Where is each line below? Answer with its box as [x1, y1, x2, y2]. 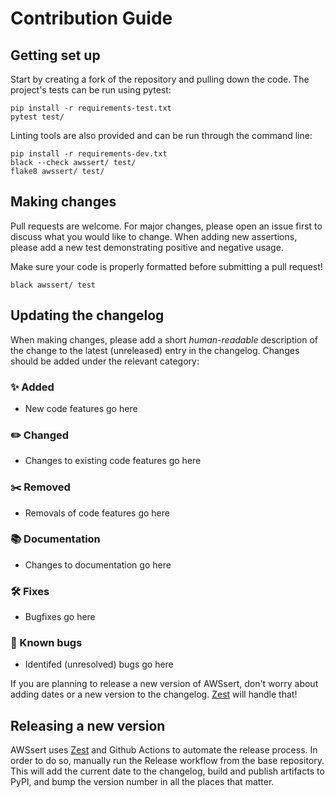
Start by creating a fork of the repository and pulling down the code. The [10, 73, 310, 85]
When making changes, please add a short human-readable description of [10, 333, 319, 346]
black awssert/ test [10, 280, 97, 290]
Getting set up [10, 47, 101, 64]
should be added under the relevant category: [10, 355, 200, 367]
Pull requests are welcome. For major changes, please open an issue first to [10, 220, 323, 232]
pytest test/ [10, 112, 65, 122]
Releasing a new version [10, 717, 166, 734]
